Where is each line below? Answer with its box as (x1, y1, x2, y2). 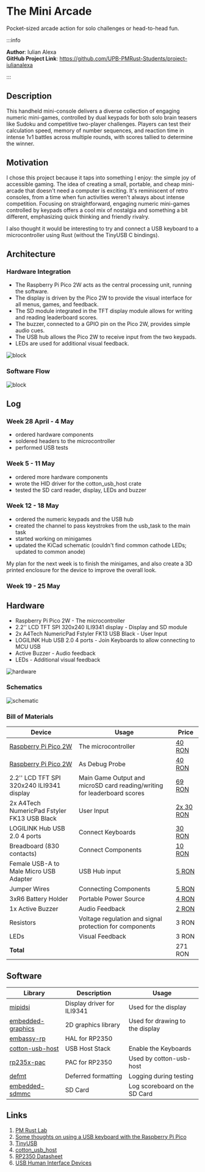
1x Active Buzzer (9, 905, 59, 913)
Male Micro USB (9, 867, 56, 875)
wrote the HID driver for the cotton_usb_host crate (15, 480, 142, 487)
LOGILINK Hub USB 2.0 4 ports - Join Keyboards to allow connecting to (15, 636, 195, 644)
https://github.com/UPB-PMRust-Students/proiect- (59, 55, 188, 62)
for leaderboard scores (78, 789, 145, 798)
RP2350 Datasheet (15, 1152, 63, 1160)
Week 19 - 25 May (6, 581, 60, 590)
